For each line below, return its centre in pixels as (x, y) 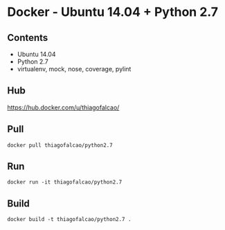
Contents (28, 38)
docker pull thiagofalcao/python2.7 (60, 145)
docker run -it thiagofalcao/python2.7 (65, 182)
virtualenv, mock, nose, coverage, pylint (74, 69)
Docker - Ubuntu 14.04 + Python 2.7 (112, 12)
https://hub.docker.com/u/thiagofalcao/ (63, 107)
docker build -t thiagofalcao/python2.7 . (69, 220)
